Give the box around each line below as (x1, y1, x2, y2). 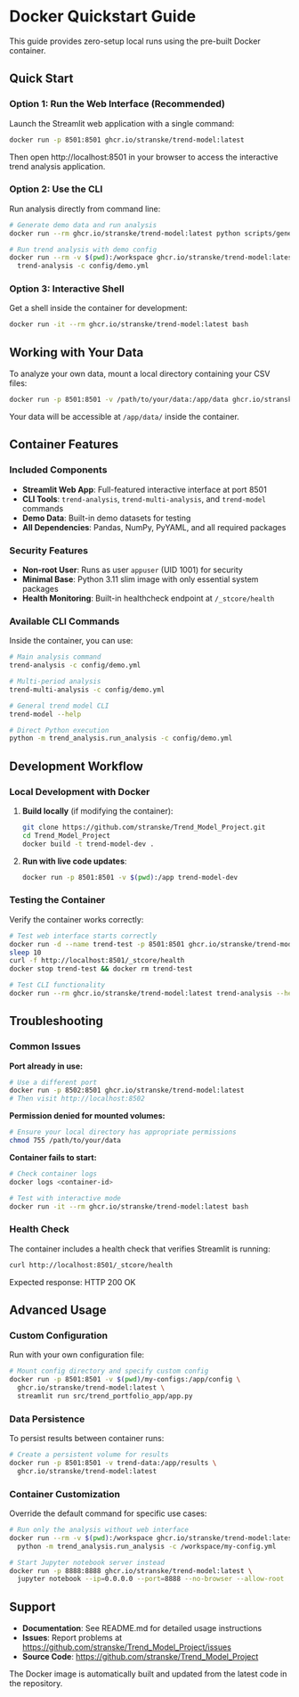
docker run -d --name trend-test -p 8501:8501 (9, 939, 185, 948)
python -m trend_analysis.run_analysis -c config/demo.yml (9, 734, 233, 743)
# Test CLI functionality (9, 980, 105, 990)
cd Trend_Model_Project (21, 831, 111, 840)
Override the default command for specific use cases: (9, 1508, 207, 1519)
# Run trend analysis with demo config (9, 245, 158, 254)
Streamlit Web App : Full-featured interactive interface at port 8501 (21, 484, 267, 495)
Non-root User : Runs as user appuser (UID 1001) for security (21, 564, 243, 576)
